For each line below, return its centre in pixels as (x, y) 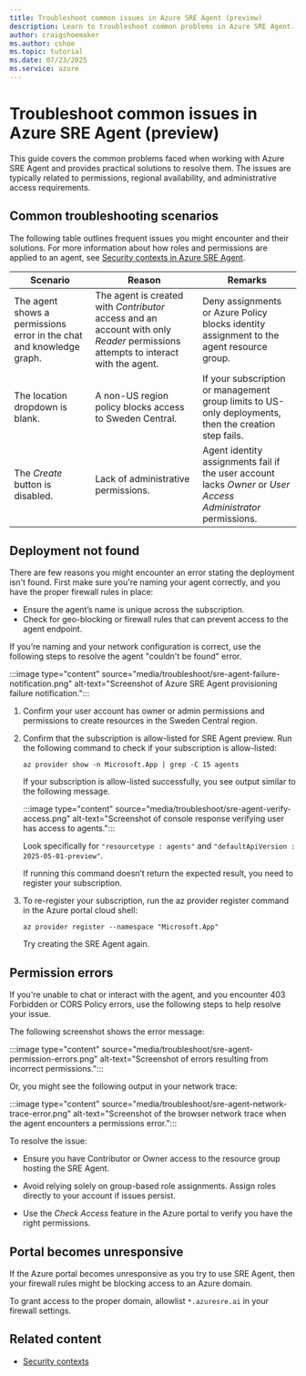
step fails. (223, 436)
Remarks (247, 280)
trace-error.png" (40, 1114)
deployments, (252, 413)
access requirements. (50, 187)
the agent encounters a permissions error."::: (93, 1124)
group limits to (233, 401)
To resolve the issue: (49, 1141)
